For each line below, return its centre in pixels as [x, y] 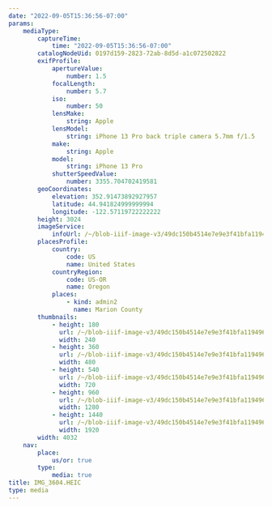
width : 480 [77, 362]
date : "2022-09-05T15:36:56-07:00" [68, 16]
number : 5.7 [86, 91]
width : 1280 [79, 407]
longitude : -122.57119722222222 [106, 211]
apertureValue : [77, 69]
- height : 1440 [77, 415]
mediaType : [41, 31]
